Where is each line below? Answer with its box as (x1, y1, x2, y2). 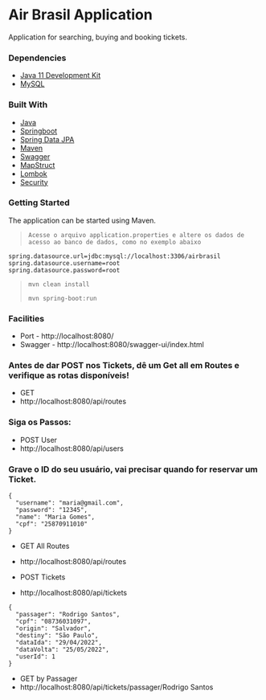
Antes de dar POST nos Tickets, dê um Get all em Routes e (8, 360, 239, 371)
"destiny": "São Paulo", (15, 632, 99, 640)
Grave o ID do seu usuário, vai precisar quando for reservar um (8, 464, 259, 475)
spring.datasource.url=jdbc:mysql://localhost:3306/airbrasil (8, 252, 221, 260)
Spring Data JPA (19, 134, 75, 144)
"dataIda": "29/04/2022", (15, 639, 103, 647)
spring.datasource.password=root (8, 266, 121, 274)
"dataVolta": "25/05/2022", (15, 645, 110, 654)
